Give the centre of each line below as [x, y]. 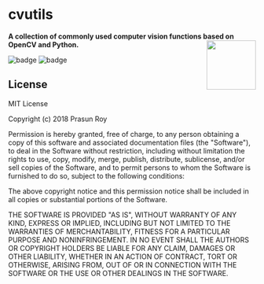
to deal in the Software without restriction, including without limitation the [126, 150]
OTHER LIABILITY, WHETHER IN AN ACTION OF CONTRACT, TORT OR [123, 256]
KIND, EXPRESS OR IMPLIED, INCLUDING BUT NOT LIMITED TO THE [119, 223]
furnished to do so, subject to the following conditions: [96, 175]
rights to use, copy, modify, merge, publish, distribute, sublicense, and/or [126, 159]
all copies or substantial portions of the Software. [88, 199]
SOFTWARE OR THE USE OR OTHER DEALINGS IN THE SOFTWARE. [118, 273]
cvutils [31, 15]
